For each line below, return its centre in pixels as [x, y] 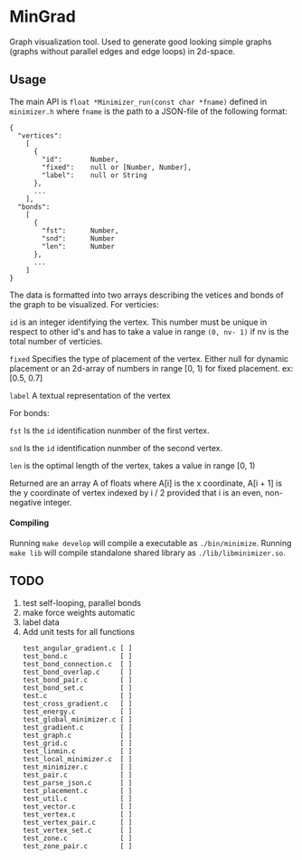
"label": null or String [94, 175]
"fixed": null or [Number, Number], [117, 167]
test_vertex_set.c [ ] [77, 830]
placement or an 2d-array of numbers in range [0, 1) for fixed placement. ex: [151, 368]
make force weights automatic [79, 612]
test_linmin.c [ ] [77, 751]
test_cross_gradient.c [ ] [77, 704]
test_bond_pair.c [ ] [77, 680]
